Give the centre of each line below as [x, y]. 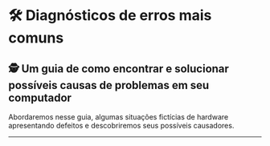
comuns [36, 38]
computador [40, 97]
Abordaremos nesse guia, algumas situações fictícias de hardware [119, 117]
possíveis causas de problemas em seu [109, 85]
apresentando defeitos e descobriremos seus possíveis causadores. [121, 126]
